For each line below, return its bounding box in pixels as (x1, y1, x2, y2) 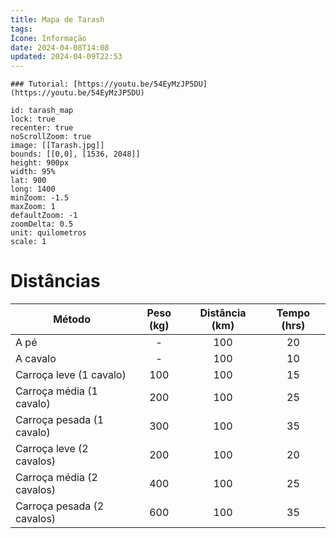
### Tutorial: (10, 79, 70, 90)
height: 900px (10, 158, 70, 168)
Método (53, 312, 91, 326)
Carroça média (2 (15, 471, 98, 485)
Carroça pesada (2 (15, 499, 105, 513)
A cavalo (15, 352, 57, 366)
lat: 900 (10, 176, 47, 186)
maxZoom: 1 (10, 202, 56, 212)
